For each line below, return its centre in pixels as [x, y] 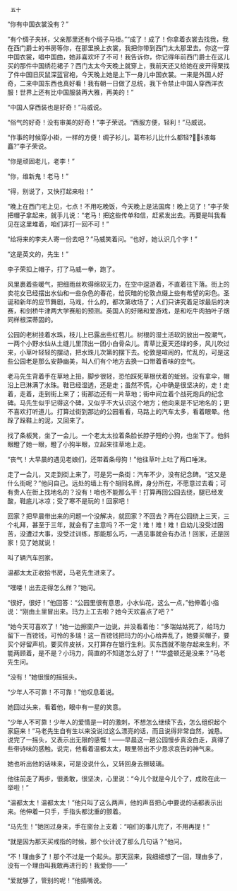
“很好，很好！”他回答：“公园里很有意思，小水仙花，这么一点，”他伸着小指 [113, 603]
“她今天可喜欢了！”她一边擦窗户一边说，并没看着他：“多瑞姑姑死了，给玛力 [116, 626]
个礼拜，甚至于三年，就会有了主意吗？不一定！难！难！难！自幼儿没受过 [112, 525]
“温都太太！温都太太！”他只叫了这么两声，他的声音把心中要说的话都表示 [112, 803]
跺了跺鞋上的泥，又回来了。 [48, 420]
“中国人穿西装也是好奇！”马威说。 [56, 107]
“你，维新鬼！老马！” [38, 176]
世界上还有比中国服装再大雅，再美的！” [77, 92]
